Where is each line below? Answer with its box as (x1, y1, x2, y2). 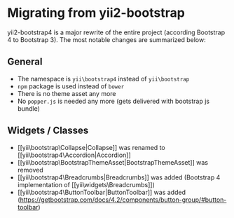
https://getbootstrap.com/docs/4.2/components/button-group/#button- (20, 195, 227, 204)
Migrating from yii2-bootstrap (7, 5, 186, 21)
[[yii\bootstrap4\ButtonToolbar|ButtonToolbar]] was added (17, 188, 186, 196)
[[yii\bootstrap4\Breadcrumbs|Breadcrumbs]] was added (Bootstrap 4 (17, 173, 221, 182)
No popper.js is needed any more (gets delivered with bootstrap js (17, 97, 210, 105)
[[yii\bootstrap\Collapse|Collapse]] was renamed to (17, 143, 166, 151)
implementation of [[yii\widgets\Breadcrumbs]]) (17, 180, 156, 189)
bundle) (17, 104, 40, 113)
